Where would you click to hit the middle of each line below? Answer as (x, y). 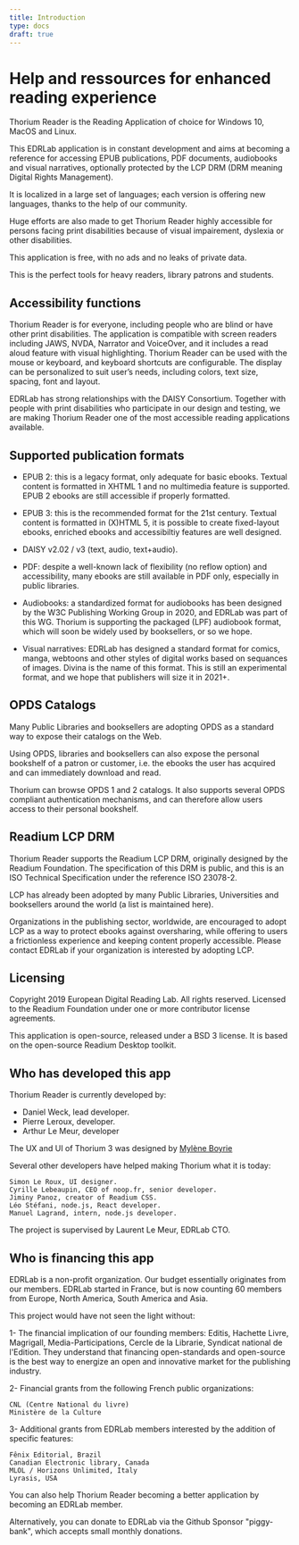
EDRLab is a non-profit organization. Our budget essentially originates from (148, 1279)
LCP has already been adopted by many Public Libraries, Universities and (144, 895)
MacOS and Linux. (43, 131)
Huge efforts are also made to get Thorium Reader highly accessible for (141, 221)
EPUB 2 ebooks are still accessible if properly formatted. (126, 496)
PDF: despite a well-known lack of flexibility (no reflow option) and (145, 566)
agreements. (33, 1018)
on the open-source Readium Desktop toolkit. (93, 1045)
